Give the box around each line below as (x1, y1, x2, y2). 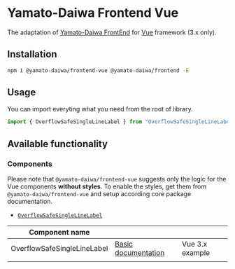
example (181, 248, 211, 257)
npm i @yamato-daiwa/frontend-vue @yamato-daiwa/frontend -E (7, 67, 190, 74)
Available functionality (7, 138, 108, 150)
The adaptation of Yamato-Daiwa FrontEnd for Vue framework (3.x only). (7, 28, 217, 36)
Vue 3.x (181, 240, 208, 249)
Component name (29, 228, 90, 237)
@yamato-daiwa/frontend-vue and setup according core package (7, 190, 192, 198)
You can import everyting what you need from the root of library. (7, 105, 194, 113)
